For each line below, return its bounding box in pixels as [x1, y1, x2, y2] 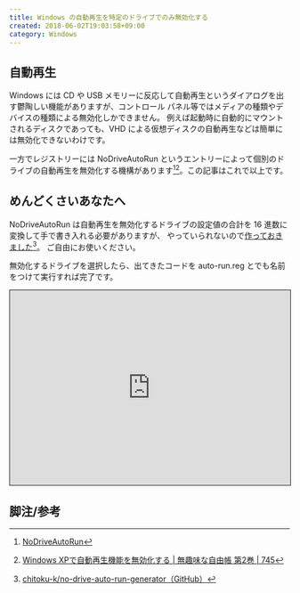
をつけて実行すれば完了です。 [9, 272, 118, 282]
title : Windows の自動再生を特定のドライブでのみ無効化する [9, 12, 209, 22]
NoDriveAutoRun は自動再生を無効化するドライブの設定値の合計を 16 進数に [9, 219, 288, 230]
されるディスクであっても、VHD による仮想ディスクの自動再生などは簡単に [9, 124, 283, 134]
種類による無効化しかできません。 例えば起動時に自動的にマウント [39, 112, 284, 123]
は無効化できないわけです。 [9, 134, 110, 145]
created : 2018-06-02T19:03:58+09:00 [9, 21, 145, 30]
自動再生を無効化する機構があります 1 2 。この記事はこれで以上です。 [39, 164, 288, 175]
